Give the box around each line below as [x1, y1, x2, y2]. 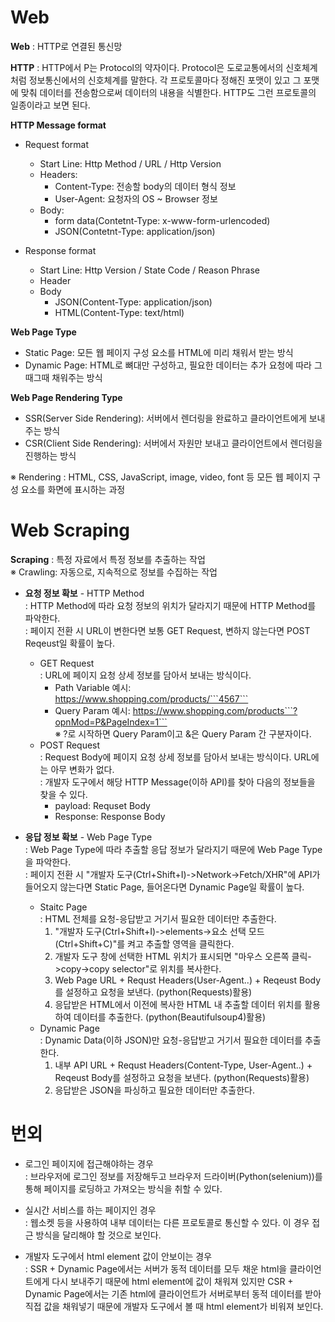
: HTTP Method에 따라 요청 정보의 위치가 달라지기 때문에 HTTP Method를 [24, 599, 317, 611]
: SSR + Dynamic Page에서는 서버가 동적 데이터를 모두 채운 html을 [24, 1262, 288, 1275]
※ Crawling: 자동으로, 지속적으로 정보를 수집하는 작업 [10, 566, 218, 578]
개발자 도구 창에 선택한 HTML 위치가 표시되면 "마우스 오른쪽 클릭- [54, 950, 312, 962]
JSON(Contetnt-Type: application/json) [54, 225, 216, 237]
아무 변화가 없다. [50, 763, 115, 775]
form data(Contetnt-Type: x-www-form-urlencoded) [54, 214, 271, 226]
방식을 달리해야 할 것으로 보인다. [35, 1229, 162, 1241]
